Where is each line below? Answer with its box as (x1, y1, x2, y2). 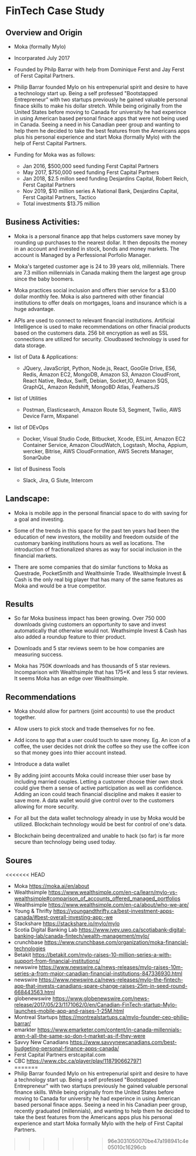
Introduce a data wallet (13, 760, 70, 768)
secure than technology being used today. (13, 838, 117, 846)
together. (13, 714, 36, 721)
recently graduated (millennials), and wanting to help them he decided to (13, 1107, 190, 1115)
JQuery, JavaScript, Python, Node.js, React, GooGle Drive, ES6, (22, 365, 177, 372)
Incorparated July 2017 (13, 55, 70, 61)
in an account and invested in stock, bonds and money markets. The (13, 245, 180, 252)
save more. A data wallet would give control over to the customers (13, 797, 174, 804)
